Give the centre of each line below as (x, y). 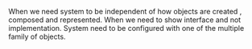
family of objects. (37, 36)
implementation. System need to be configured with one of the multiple (126, 28)
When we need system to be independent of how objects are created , (125, 11)
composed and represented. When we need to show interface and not (125, 20)
